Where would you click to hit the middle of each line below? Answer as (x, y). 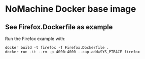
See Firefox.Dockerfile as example (59, 27)
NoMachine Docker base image (71, 9)
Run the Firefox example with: (35, 39)
